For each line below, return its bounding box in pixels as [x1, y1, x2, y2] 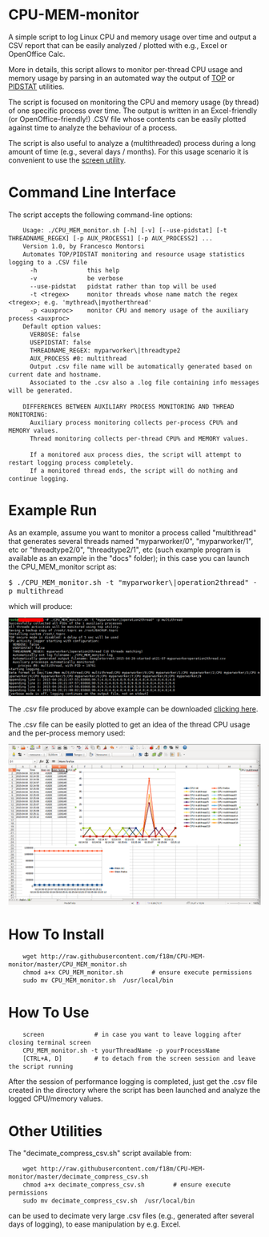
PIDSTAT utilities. [8, 82, 65, 91]
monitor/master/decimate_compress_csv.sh [8, 1173, 149, 1181]
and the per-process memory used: [8, 728, 126, 738]
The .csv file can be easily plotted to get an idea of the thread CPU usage [8, 719, 251, 730]
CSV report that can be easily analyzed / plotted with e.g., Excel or [8, 40, 228, 50]
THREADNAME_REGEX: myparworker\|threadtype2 [29, 346, 181, 354]
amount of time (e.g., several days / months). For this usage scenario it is [8, 147, 249, 156]
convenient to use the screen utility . [8, 155, 126, 165]
